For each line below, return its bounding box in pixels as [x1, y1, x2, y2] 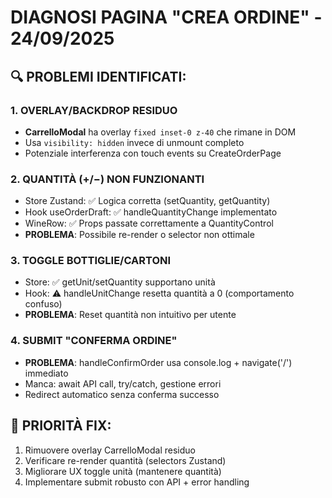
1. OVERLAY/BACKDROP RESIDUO [10, 103, 178, 117]
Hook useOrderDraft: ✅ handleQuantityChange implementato [24, 206, 278, 218]
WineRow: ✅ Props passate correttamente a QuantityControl [24, 217, 274, 230]
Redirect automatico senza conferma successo [24, 388, 220, 400]
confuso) [24, 298, 63, 310]
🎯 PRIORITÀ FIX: [10, 417, 112, 435]
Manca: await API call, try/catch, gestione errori [24, 377, 222, 390]
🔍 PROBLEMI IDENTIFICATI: [10, 68, 187, 85]
